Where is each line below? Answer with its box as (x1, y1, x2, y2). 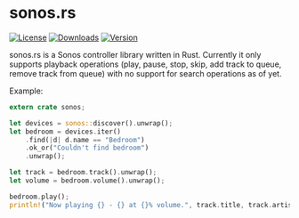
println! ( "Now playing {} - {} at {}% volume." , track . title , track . (9, 200, 273, 209)
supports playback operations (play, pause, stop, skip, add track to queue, (9, 59, 282, 69)
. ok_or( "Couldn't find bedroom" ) (25, 143, 149, 153)
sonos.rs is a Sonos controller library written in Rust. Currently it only (9, 49, 262, 60)
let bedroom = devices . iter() (9, 127, 122, 136)
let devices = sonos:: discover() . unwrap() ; (9, 118, 174, 127)
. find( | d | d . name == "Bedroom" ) (25, 135, 145, 144)
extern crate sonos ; (9, 102, 86, 111)
